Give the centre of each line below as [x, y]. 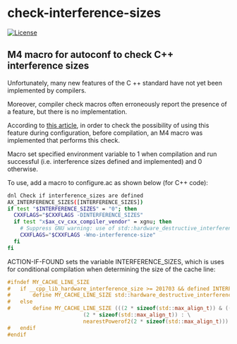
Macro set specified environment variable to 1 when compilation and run [112, 154]
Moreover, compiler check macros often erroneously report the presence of [117, 104]
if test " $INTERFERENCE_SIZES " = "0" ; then [72, 209]
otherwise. [23, 169]
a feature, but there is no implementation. [67, 112]
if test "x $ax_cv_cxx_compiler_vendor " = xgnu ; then [93, 222]
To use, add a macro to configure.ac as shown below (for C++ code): [108, 182]
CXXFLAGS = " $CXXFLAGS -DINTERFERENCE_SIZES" [78, 215]
